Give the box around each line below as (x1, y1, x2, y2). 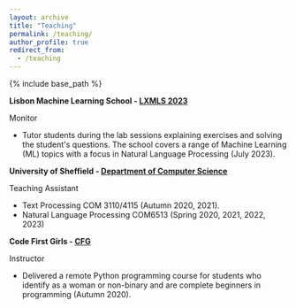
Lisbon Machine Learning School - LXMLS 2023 (9, 96, 188, 106)
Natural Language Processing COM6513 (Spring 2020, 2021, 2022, (21, 210, 266, 219)
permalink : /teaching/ (9, 29, 93, 38)
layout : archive (9, 12, 69, 22)
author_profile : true (9, 37, 89, 47)
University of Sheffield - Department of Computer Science (9, 166, 228, 176)
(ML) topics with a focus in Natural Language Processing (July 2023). (21, 149, 276, 159)
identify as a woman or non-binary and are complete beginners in (21, 280, 262, 290)
